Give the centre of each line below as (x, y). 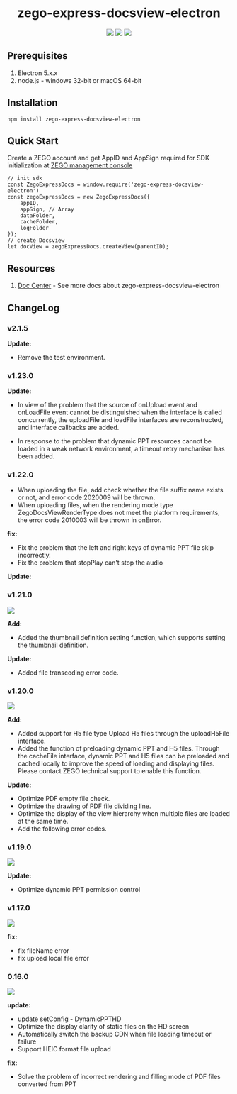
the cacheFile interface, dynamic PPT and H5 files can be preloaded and (123, 756)
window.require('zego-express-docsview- (143, 185)
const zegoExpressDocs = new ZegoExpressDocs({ (79, 197)
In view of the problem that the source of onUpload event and (108, 405)
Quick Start (33, 141)
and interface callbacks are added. (68, 428)
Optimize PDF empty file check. (64, 799)
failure (27, 1041)
